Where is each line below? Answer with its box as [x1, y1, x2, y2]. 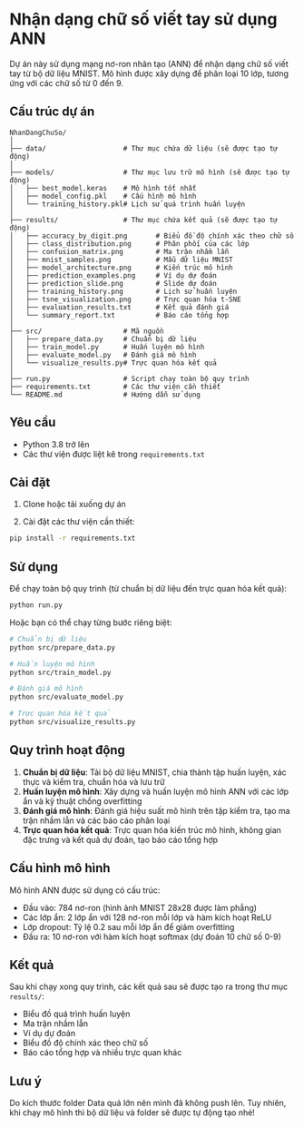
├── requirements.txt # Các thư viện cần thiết [9, 382, 221, 391]
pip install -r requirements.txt [9, 534, 136, 544]
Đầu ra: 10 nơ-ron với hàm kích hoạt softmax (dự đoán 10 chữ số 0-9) [22, 931, 281, 942]
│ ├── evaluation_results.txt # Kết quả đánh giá [9, 302, 230, 312]
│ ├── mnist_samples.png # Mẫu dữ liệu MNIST [9, 255, 233, 264]
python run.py [9, 601, 64, 610]
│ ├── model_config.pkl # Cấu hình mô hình [9, 191, 197, 201]
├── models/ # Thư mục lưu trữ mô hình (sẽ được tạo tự [9, 168, 290, 177]
